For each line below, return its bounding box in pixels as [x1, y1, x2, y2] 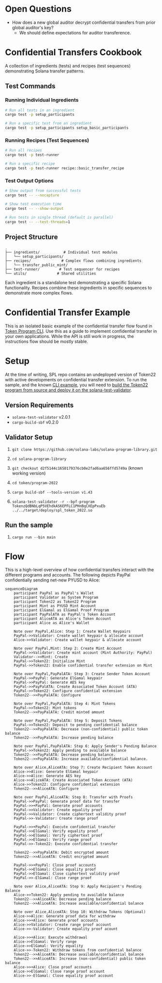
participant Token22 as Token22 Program [14, 599, 96, 604]
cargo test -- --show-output [5, 206, 64, 211]
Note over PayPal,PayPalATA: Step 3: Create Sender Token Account [14, 672, 150, 677]
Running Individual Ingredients [5, 97, 79, 103]
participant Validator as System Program [14, 595, 98, 600]
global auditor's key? [12, 24, 54, 30]
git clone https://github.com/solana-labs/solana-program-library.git [12, 447, 158, 452]
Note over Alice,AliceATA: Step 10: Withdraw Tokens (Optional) [14, 910, 146, 915]
